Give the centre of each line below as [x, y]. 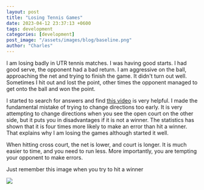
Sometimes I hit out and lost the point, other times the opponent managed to [102, 82]
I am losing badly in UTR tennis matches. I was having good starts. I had [97, 63]
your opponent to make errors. [45, 157]
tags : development [30, 29]
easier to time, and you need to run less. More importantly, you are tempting [102, 151]
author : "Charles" [30, 46]
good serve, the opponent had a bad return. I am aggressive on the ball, [97, 69]
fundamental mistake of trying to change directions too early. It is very [94, 107]
